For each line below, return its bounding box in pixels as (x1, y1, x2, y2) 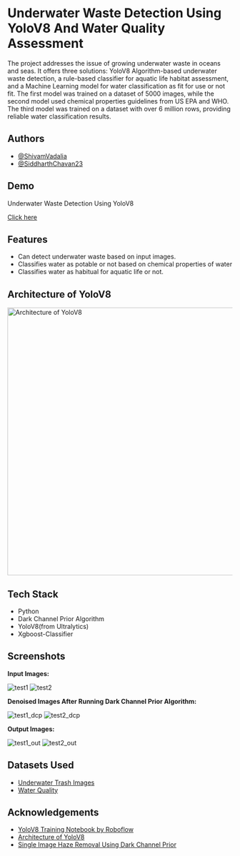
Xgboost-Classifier (17, 630, 74, 638)
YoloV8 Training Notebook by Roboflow (17, 825, 134, 834)
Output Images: (7, 725, 55, 733)
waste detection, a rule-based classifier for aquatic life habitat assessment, (7, 74, 229, 83)
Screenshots (7, 650, 66, 663)
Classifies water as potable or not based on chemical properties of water (17, 260, 233, 268)
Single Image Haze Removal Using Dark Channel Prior (17, 840, 177, 849)
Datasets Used (7, 759, 74, 772)
